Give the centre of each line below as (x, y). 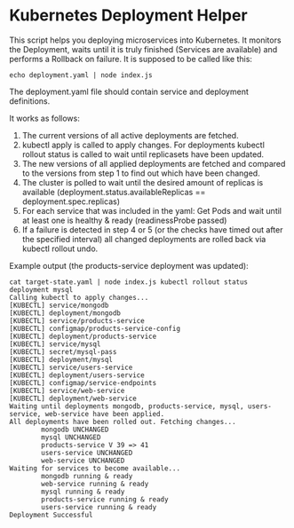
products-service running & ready (105, 499)
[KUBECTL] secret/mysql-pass (63, 351)
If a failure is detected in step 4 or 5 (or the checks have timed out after (152, 229)
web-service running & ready (95, 484)
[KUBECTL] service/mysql (55, 344)
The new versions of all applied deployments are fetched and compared (154, 163)
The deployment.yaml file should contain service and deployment (129, 91)
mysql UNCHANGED (71, 437)
